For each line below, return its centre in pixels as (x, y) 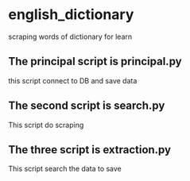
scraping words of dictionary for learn (70, 37)
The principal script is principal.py (95, 62)
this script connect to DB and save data (73, 80)
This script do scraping (46, 125)
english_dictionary (71, 15)
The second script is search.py (87, 106)
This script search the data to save (65, 169)
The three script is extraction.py (90, 150)
